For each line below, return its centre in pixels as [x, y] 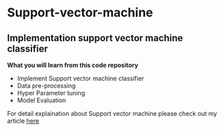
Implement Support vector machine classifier [80, 78]
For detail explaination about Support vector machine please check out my [112, 114]
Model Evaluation [41, 100]
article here [23, 121]
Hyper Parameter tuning [51, 93]
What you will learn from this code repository [73, 65]
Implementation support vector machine [95, 38]
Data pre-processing [46, 86]
